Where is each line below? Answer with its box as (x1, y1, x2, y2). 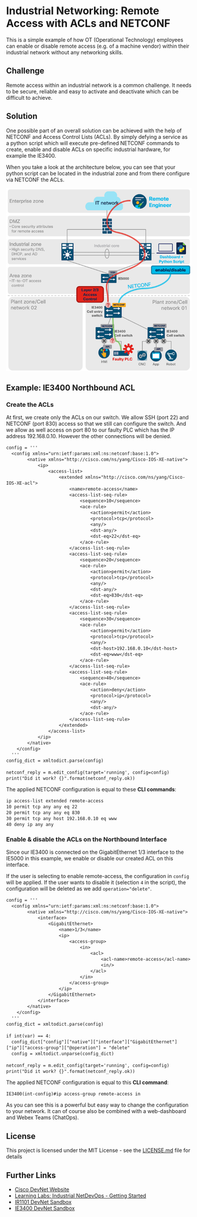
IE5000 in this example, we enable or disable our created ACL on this (6, 855, 173, 862)
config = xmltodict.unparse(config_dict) (11, 1051, 115, 1057)
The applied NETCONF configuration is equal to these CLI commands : (6, 786, 176, 793)
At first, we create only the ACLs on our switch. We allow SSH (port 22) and (6, 414, 189, 421)
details (6, 1153, 22, 1160)
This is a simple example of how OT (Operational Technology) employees (6, 36, 183, 43)
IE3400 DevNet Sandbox (14, 1205, 75, 1212)
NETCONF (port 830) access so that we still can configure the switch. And (6, 420, 186, 428)
